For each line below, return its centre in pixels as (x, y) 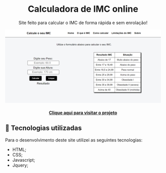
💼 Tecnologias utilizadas (43, 128)
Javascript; (24, 160)
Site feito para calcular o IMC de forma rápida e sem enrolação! (83, 23)
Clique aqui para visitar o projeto (83, 113)
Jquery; (20, 165)
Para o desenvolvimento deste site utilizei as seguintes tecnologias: (74, 140)
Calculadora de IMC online (83, 9)
